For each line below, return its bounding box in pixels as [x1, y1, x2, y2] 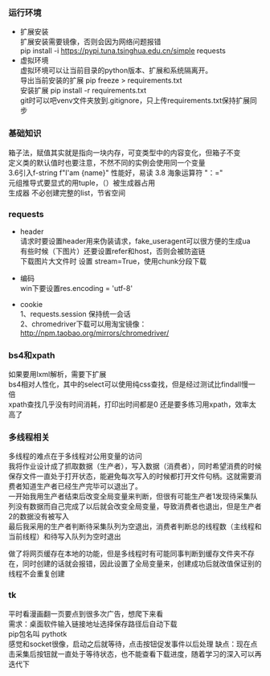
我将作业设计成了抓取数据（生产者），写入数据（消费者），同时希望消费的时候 [8, 461, 262, 471]
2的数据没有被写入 [8, 512, 70, 522]
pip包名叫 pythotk [8, 629, 67, 638]
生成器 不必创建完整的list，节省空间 [8, 187, 126, 198]
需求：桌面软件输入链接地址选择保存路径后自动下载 [8, 619, 178, 629]
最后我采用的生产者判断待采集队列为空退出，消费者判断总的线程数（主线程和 [8, 522, 262, 531]
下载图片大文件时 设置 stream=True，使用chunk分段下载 [19, 256, 207, 266]
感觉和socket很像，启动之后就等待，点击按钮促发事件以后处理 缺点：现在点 [8, 639, 258, 649]
